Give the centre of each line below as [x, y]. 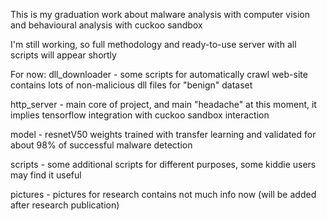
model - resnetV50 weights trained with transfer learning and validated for [163, 134]
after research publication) [65, 205]
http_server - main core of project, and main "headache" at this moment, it [163, 104]
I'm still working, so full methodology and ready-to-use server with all [153, 44]
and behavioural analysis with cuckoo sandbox [106, 25]
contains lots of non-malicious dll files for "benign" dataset [131, 85]
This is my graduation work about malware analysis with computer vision [160, 14]
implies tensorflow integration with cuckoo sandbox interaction [140, 115]
